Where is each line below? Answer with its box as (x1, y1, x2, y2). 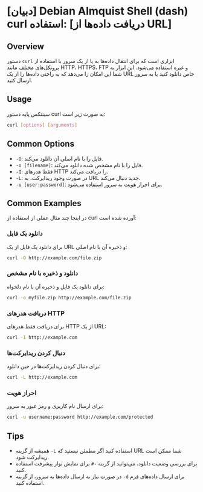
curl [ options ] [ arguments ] (7, 122, 78, 128)
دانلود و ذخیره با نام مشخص (7, 269, 78, 278)
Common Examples (7, 198, 82, 208)
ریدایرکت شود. (15, 453, 49, 460)
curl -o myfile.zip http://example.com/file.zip (7, 294, 132, 301)
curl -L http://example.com (7, 374, 78, 381)
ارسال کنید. (7, 77, 33, 84)
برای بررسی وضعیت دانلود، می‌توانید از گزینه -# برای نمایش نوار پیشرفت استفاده (15, 459, 198, 467)
